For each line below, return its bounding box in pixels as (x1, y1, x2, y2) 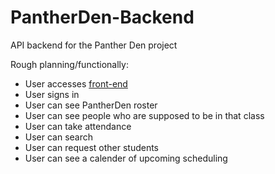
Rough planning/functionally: (10, 58, 129, 70)
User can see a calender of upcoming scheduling (24, 152, 228, 164)
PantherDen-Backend (10, 6, 195, 29)
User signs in (24, 88, 80, 100)
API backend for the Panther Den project (10, 39, 178, 51)
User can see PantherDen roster (24, 99, 158, 111)
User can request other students (24, 141, 160, 153)
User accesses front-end (24, 77, 128, 90)
